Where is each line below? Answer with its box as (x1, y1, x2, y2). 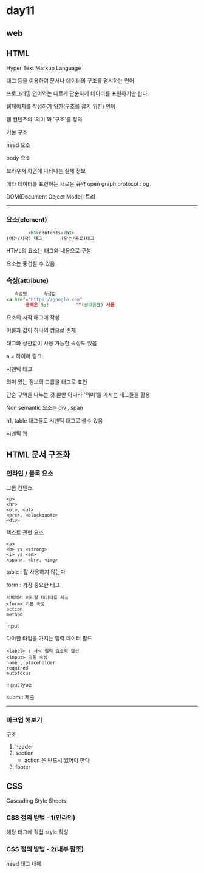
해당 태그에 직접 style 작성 (6, 828, 69, 835)
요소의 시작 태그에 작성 (6, 314, 60, 321)
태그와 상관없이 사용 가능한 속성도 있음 (6, 339, 97, 347)
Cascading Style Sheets (6, 797, 66, 804)
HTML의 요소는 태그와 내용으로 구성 (6, 247, 92, 254)
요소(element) (6, 216, 47, 224)
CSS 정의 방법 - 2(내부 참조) (6, 845, 84, 854)
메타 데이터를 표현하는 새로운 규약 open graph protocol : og (6, 180, 150, 188)
